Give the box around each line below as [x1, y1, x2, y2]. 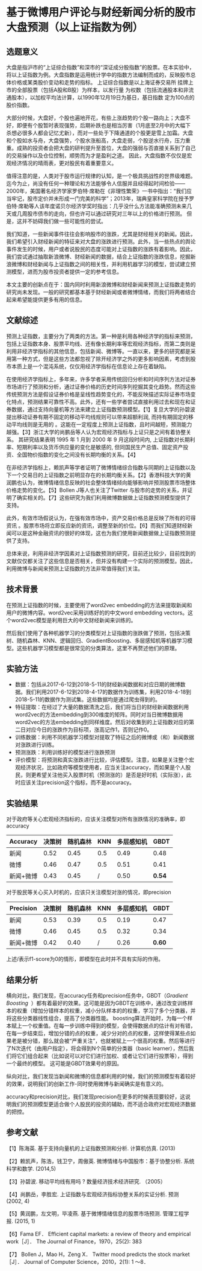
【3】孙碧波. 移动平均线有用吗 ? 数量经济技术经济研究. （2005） [6, 1177, 167, 1185]
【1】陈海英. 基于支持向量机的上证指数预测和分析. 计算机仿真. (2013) [6, 1144, 176, 1152]
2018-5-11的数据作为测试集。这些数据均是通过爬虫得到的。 [14, 696, 161, 703]
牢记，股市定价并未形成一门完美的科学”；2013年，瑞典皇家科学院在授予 [11, 195, 189, 202]
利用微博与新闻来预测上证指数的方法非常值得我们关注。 [6, 565, 143, 572]
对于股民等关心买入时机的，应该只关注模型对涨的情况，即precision [6, 888, 171, 896]
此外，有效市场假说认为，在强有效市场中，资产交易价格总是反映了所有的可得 [6, 514, 196, 521]
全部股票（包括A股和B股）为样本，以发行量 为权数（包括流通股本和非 [16, 86, 189, 94]
